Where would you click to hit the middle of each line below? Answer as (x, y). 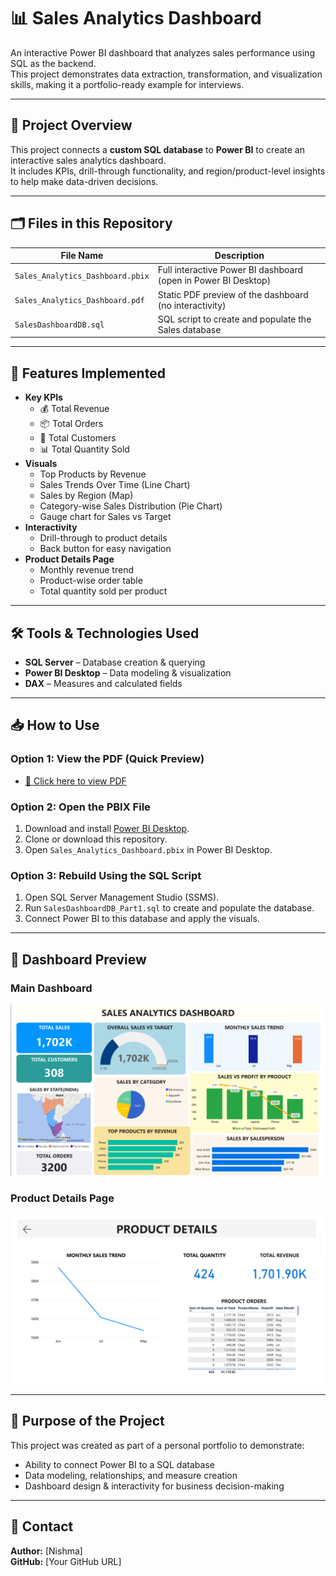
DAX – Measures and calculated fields (103, 683)
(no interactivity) (192, 305)
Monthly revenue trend (86, 570)
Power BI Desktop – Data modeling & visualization (128, 672)
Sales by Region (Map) (86, 496)
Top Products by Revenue (93, 474)
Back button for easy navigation (105, 549)
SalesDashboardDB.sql (59, 325)
